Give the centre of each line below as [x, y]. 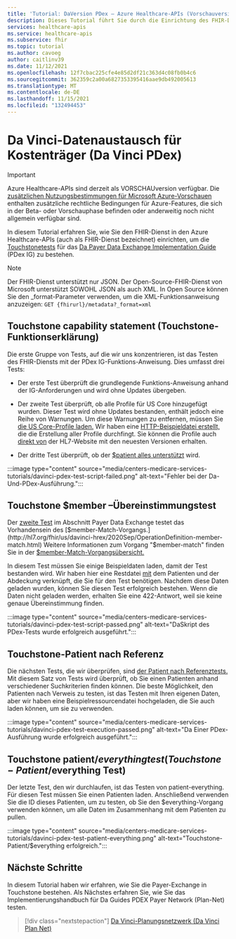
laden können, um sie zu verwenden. [61, 709]
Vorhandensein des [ [38, 530]
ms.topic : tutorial [36, 46]
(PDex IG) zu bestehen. [41, 254]
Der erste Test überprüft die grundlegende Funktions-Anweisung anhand [123, 383]
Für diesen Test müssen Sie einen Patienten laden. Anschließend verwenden [118, 795]
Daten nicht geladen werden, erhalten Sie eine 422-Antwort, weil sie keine [115, 596]
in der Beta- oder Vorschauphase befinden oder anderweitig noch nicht [111, 210]
